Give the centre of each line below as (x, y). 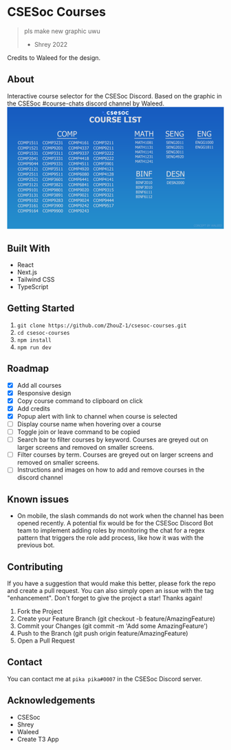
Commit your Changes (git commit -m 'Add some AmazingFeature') (112, 626)
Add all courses (39, 385)
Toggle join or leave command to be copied (78, 432)
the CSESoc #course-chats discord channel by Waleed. (86, 103)
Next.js (27, 272)
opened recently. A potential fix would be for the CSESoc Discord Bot (115, 523)
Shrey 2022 (51, 44)
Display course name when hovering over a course (89, 424)
